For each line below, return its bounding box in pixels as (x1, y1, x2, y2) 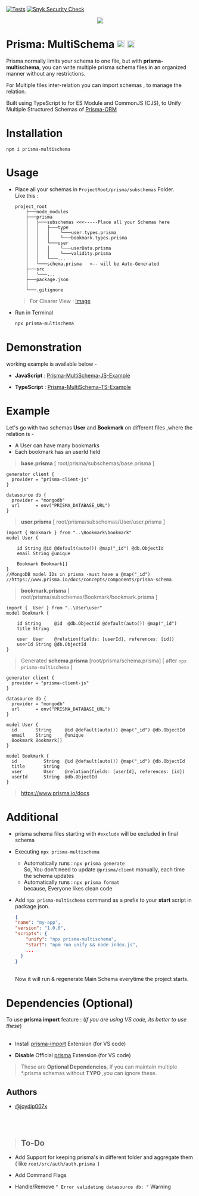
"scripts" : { (14, 931, 48, 937)
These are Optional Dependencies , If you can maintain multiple (20, 1063, 178, 1070)
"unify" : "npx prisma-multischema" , (26, 936, 117, 942)
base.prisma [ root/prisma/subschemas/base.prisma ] (20, 459, 155, 467)
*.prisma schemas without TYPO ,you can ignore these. (20, 1070, 157, 1077)
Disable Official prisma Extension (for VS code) (14, 1052, 131, 1059)
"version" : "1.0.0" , (14, 925, 66, 932)
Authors (6, 1087, 38, 1097)
